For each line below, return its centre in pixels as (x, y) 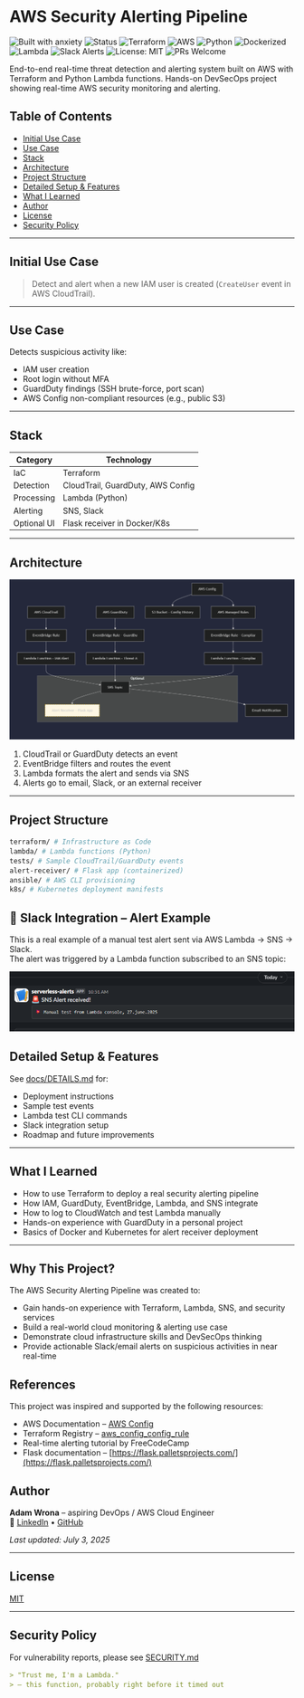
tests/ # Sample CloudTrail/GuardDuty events (96, 861)
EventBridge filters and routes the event (97, 764)
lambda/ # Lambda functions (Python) (81, 851)
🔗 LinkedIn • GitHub (47, 1522)
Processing (34, 498)
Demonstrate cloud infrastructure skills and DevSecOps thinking (142, 1337)
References (43, 1384)
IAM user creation (56, 369)
